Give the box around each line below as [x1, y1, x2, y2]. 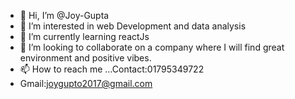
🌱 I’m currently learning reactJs [19, 31, 150, 42]
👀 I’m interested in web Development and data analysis [19, 20, 247, 32]
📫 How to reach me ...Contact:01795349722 [19, 63, 205, 75]
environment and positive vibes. [19, 52, 152, 64]
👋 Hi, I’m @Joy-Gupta [19, 10, 110, 21]
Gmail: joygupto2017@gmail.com [19, 78, 153, 89]
